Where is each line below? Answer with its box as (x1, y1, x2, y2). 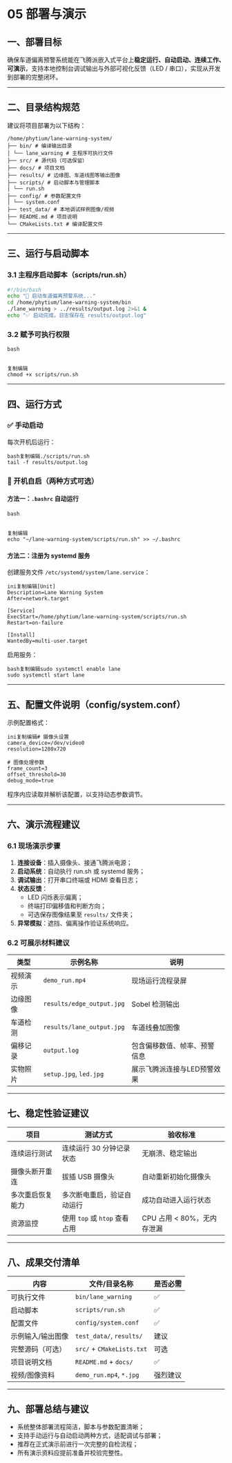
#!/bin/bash (7, 286, 41, 293)
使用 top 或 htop (61, 1213, 114, 1223)
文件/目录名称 (88, 1279, 134, 1289)
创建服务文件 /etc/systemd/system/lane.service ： (7, 568, 151, 576)
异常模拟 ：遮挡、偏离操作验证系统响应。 (17, 919, 133, 927)
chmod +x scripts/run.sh (7, 371, 79, 378)
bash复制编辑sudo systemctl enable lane (7, 665, 121, 673)
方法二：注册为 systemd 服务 (7, 551, 90, 560)
